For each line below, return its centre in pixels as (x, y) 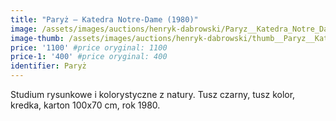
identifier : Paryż (48, 66)
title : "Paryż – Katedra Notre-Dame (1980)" (104, 19)
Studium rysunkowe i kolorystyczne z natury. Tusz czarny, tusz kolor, (153, 94)
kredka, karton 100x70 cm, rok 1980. (85, 105)
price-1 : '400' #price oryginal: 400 (89, 57)
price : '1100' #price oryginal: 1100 (89, 47)
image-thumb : (37, 38)
